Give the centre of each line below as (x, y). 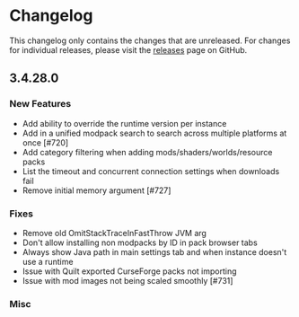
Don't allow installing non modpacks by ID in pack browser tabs (140, 242)
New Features (40, 104)
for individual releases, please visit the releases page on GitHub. (128, 49)
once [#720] (45, 142)
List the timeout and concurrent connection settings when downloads (151, 171)
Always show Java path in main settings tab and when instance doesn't (154, 251)
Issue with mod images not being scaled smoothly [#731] (128, 280)
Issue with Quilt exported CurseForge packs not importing (129, 271)
